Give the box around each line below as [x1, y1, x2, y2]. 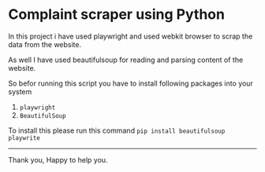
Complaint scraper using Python [8, 5, 225, 24]
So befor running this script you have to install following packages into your [8, 79, 254, 88]
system [8, 86, 32, 96]
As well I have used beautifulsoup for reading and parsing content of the [8, 55, 244, 64]
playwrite [8, 134, 41, 142]
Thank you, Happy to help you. [8, 155, 108, 164]
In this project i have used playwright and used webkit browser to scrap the [8, 31, 253, 41]
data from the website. [8, 39, 82, 49]
